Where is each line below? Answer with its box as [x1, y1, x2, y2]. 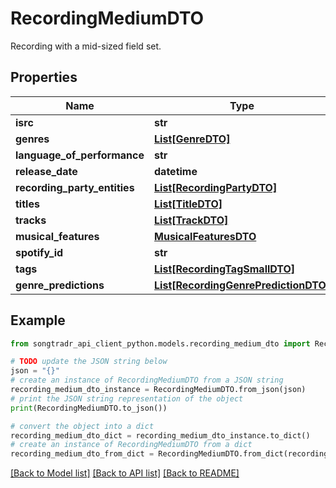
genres [15, 132, 50, 146]
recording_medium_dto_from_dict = [10, 449, 155, 459]
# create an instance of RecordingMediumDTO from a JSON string [10, 375, 284, 386]
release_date [15, 164, 78, 178]
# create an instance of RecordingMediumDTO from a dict [10, 440, 253, 450]
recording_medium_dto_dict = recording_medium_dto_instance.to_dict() [10, 430, 311, 441]
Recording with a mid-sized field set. [10, 40, 162, 52]
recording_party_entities [15, 180, 135, 194]
